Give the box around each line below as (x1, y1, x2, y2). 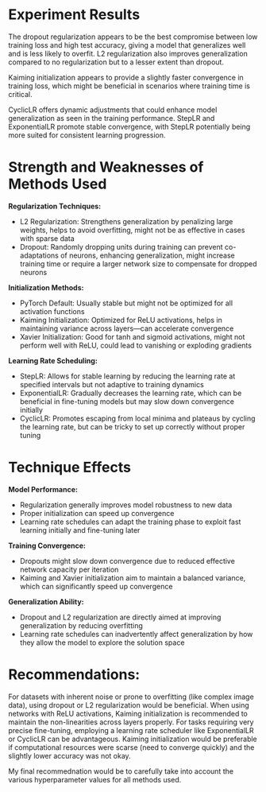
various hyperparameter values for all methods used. (8, 775, 182, 784)
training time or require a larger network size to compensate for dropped (19, 258, 257, 268)
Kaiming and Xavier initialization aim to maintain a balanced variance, (19, 573, 246, 582)
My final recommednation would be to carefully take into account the (8, 766, 234, 776)
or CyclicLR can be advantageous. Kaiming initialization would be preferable (8, 734, 258, 743)
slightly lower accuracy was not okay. (8, 751, 131, 760)
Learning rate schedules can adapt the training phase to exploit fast (19, 517, 241, 526)
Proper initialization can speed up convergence (19, 508, 175, 518)
